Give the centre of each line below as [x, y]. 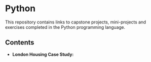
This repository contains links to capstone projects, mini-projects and [76, 22]
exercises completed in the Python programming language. [65, 27]
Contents [20, 43]
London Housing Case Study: [43, 54]
